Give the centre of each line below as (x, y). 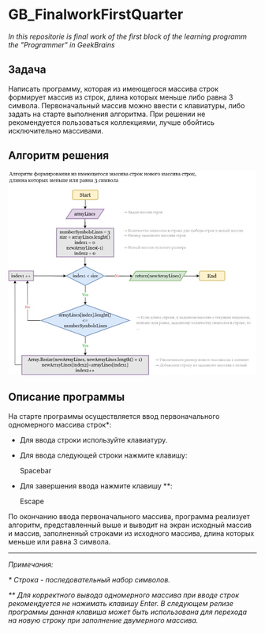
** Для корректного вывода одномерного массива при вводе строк (124, 595)
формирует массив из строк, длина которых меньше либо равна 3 (121, 97)
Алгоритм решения (59, 156)
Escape (32, 501)
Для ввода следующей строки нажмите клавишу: (103, 455)
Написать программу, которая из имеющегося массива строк (114, 89)
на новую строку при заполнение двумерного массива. (103, 620)
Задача (27, 70)
